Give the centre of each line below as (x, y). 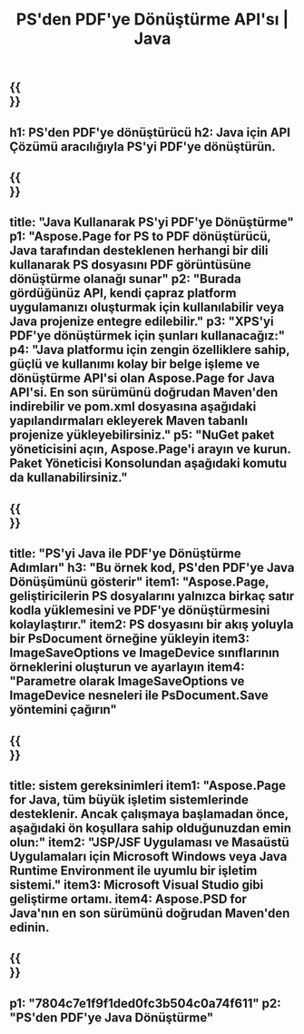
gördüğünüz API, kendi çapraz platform (123, 294)
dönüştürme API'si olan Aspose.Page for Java (142, 378)
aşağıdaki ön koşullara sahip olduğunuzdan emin (151, 827)
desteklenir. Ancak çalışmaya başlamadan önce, (149, 814)
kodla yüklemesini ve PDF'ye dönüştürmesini (140, 611)
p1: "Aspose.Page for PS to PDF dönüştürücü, (140, 236)
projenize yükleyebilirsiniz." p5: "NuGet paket (142, 435)
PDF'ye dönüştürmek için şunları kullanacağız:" (147, 336)
